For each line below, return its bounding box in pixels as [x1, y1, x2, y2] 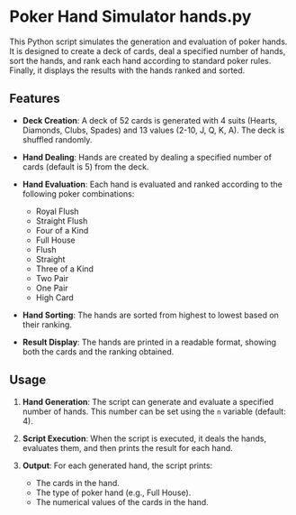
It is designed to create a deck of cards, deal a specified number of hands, [9, 45, 286, 56]
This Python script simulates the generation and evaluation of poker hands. [9, 36, 288, 47]
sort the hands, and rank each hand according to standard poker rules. [9, 55, 272, 66]
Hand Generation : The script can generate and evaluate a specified [22, 396, 274, 407]
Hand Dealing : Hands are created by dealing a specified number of [22, 152, 273, 162]
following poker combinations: [22, 188, 135, 199]
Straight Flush [35, 215, 88, 226]
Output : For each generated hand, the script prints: [22, 460, 213, 471]
